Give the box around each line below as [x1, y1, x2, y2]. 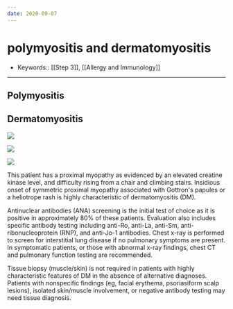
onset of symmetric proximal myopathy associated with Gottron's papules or [7, 185, 226, 194]
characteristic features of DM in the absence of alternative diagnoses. [7, 272, 207, 280]
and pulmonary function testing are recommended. [7, 251, 153, 259]
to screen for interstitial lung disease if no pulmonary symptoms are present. [7, 235, 225, 244]
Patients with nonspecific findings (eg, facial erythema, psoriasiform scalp [7, 278, 220, 287]
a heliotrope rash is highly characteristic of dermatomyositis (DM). [7, 192, 196, 201]
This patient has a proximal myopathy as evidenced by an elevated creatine [7, 171, 223, 179]
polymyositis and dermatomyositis [7, 40, 212, 56]
